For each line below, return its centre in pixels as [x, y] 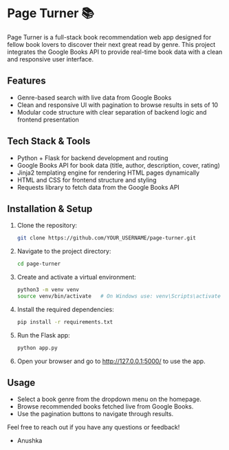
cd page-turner [39, 264]
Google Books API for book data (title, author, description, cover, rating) [118, 165]
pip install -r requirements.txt [65, 322]
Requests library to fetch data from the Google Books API [98, 187]
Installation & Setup [50, 209]
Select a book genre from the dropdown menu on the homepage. [109, 399]
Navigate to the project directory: [64, 251]
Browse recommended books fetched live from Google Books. [105, 407]
